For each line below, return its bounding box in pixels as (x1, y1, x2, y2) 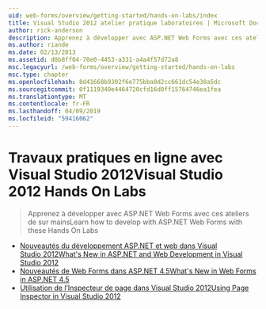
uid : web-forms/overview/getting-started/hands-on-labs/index (8, 11, 218, 20)
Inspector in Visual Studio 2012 (19, 291, 121, 301)
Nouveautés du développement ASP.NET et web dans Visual (19, 241, 218, 250)
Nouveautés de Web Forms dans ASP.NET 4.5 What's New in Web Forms (19, 266, 256, 276)
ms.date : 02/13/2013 (8, 48, 77, 56)
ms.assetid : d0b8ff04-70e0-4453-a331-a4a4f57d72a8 (8, 56, 179, 64)
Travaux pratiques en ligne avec (8, 149, 223, 167)
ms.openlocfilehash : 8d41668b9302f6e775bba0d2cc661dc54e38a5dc (8, 78, 222, 86)
